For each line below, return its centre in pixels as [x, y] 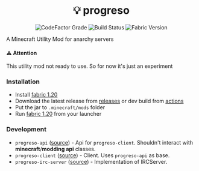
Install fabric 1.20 [36, 95]
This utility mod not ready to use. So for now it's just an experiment [90, 66]
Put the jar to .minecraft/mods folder [60, 107]
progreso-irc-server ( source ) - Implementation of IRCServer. [91, 161]
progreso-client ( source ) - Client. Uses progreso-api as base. [92, 155]
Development [27, 130]
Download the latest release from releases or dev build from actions [99, 101]
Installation [23, 82]
